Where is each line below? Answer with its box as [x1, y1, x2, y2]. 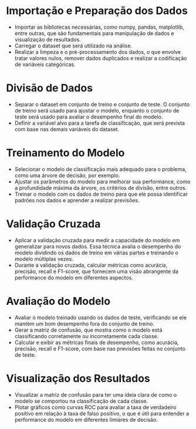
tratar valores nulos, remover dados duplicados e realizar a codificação [14, 55, 187, 62]
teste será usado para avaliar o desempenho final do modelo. [14, 113, 163, 120]
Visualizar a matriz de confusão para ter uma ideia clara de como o [14, 391, 177, 398]
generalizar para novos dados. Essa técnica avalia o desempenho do [14, 243, 181, 250]
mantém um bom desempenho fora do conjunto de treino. [14, 320, 154, 327]
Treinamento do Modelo [6, 147, 125, 159]
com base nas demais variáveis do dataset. [14, 125, 120, 132]
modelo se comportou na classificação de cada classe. [14, 397, 148, 404]
